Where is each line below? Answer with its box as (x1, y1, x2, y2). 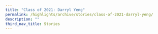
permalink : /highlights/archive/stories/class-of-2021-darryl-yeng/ (5, 12, 153, 17)
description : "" (5, 16, 40, 21)
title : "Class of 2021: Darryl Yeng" (5, 7, 85, 12)
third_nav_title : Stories (5, 21, 60, 26)
